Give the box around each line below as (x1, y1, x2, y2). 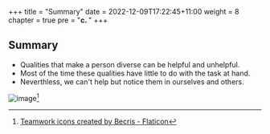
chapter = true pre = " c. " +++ (8, 15, 108, 25)
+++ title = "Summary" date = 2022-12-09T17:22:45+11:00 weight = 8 (8, 7, 239, 16)
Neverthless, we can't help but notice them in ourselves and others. (19, 76, 244, 87)
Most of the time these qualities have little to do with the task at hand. (19, 68, 251, 78)
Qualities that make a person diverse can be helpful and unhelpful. (19, 59, 240, 69)
